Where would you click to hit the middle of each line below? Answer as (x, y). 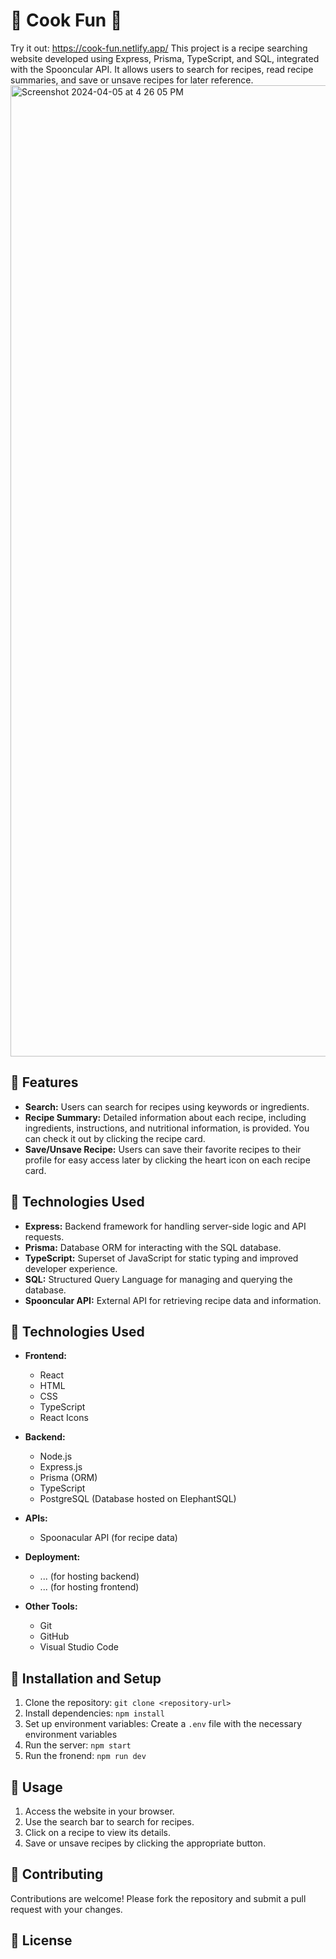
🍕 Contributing (57, 1874)
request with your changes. (66, 1909)
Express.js (61, 1467)
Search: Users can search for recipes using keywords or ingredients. (167, 1106)
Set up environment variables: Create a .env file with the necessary (163, 1724)
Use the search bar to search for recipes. (109, 1822)
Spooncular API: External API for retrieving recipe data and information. (173, 1300)
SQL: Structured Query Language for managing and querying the (158, 1279)
